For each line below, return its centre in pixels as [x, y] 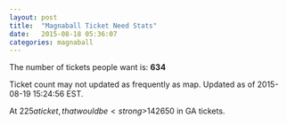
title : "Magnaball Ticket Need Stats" [83, 26]
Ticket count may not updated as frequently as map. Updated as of [132, 84]
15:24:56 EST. [58, 94]
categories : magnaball [51, 42]
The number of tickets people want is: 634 [88, 67]
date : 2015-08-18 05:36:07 [63, 34]
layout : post [33, 17]
